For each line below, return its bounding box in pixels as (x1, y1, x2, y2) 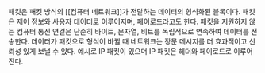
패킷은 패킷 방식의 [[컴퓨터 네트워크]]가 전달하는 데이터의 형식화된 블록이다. (8, 7, 241, 16)
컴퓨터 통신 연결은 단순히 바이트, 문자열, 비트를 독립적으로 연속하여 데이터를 (16, 27, 250, 36)
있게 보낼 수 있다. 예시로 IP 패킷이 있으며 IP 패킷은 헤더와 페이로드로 (22, 47, 232, 56)
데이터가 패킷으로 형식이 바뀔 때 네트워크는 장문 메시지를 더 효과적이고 (31, 36, 248, 46)
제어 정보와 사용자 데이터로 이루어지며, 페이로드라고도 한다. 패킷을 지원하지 (16, 17, 248, 26)
